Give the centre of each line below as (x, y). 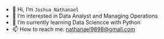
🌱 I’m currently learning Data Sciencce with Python (76, 22)
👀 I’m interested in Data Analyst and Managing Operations (85, 16)
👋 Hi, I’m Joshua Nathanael (45, 9)
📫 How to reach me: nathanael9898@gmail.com (74, 29)
